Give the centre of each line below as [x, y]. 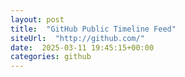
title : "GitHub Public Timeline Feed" [93, 29]
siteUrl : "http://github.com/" [77, 38]
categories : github [51, 57]
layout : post [37, 19]
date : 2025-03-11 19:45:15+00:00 [82, 47]
